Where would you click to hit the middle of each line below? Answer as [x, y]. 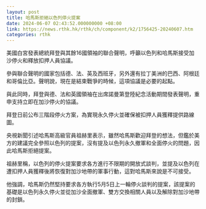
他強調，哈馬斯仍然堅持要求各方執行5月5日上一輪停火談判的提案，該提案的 [101, 185]
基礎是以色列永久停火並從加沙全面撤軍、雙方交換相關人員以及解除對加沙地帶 [103, 192]
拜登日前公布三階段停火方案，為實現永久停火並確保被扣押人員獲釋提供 [95, 115]
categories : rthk [29, 35]
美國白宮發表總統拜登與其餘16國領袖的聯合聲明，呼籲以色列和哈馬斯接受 [98, 53]
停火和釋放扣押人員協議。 [44, 61]
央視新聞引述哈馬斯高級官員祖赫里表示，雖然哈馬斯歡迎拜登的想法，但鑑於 [100, 136]
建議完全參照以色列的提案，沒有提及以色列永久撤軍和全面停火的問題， [105, 143]
